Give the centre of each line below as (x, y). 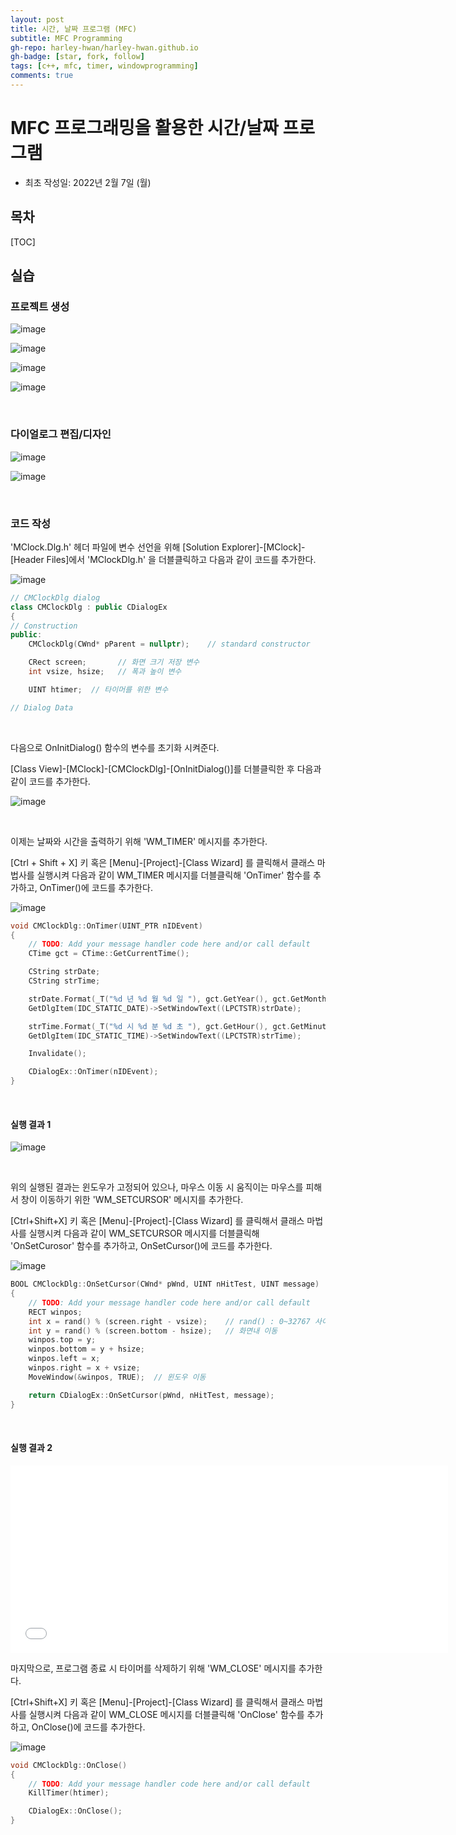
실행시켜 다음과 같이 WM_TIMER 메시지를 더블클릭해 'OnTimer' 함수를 (174, 875)
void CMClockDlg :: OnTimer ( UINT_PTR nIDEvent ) (106, 926)
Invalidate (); (57, 1054)
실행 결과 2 (31, 1448)
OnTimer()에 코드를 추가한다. (96, 887)
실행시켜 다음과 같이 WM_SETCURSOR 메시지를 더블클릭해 (144, 1233)
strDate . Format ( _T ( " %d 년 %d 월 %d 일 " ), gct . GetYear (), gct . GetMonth (177, 999)
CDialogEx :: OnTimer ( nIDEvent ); (93, 1072)
